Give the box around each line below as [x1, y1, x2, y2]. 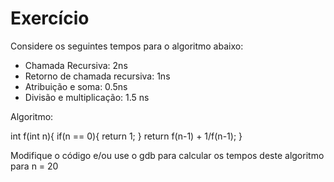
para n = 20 [10, 160, 59, 172]
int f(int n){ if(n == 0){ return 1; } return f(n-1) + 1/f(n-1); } [10, 130, 243, 142]
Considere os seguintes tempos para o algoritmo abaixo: [10, 40, 244, 52]
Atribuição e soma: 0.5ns [24, 80, 128, 92]
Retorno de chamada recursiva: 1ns [24, 70, 171, 82]
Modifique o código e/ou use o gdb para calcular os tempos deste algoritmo [10, 149, 325, 161]
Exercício [10, 7, 90, 30]
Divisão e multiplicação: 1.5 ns [24, 91, 150, 103]
